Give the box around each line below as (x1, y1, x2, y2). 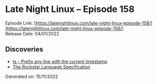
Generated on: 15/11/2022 (5, 73, 58, 79)
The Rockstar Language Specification (12, 63, 90, 69)
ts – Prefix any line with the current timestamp (12, 58, 108, 64)
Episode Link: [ (5, 20, 36, 26)
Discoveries (5, 45, 44, 53)
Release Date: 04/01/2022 (5, 30, 59, 36)
